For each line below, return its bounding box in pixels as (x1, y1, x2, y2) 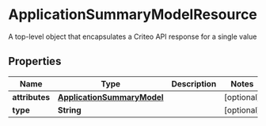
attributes (12, 91, 50, 102)
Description (171, 78, 217, 89)
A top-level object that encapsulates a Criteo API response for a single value (8, 32, 257, 41)
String (58, 105, 82, 116)
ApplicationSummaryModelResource (8, 6, 257, 24)
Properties (8, 55, 62, 68)
